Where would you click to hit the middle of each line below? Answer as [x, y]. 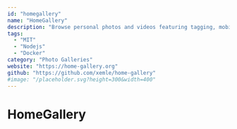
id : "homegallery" [34, 14]
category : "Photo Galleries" [50, 60]
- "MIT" [25, 40]
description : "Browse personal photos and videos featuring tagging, [112, 27]
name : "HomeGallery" [38, 20]
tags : [15, 33]
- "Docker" [30, 54]
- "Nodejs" [30, 47]
